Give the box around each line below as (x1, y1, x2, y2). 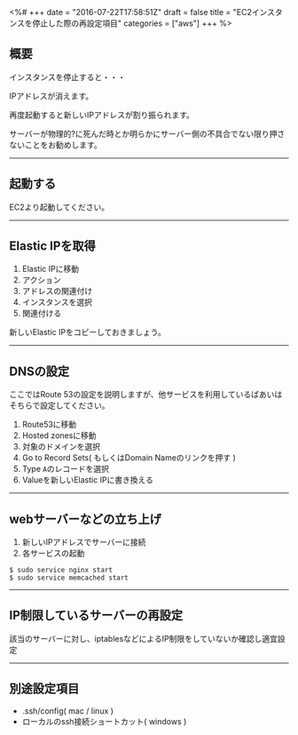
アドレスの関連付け (21, 286, 93, 297)
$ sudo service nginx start (9, 566, 114, 575)
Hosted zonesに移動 (21, 430, 97, 441)
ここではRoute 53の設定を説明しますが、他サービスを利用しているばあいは (9, 389, 283, 400)
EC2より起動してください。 (9, 202, 110, 212)
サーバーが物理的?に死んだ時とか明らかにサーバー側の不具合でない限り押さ (9, 128, 286, 139)
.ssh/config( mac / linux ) (21, 705, 114, 716)
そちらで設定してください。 (9, 400, 110, 411)
